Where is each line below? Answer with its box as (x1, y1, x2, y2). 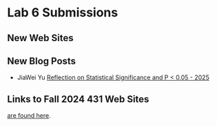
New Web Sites (7, 32, 74, 44)
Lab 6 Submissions (7, 5, 118, 21)
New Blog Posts (7, 55, 76, 66)
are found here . (7, 112, 51, 120)
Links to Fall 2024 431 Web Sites (7, 93, 149, 105)
